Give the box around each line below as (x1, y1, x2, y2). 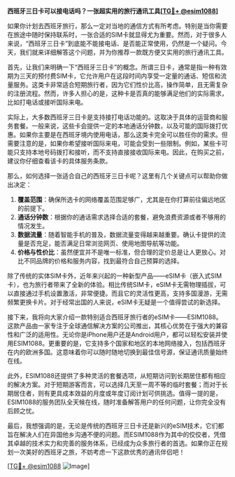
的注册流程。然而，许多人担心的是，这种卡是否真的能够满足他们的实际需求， (7, 89, 228, 98)
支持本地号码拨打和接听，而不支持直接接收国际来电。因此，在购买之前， (19, 148, 228, 156)
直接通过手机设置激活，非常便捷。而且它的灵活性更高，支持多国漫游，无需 (13, 289, 228, 297)
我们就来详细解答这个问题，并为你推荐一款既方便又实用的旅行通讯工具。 (19, 48, 228, 56)
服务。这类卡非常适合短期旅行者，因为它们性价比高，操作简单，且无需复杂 (13, 81, 228, 88)
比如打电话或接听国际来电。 (7, 98, 87, 106)
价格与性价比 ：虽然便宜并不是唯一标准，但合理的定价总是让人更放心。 (17, 248, 220, 256)
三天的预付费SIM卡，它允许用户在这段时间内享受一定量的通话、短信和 (19, 72, 221, 80)
